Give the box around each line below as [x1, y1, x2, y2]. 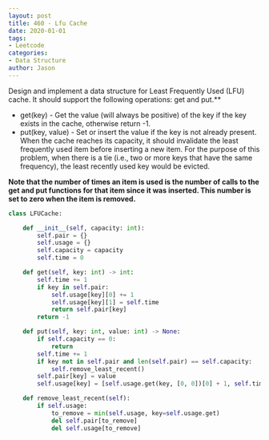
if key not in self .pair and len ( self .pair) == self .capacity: [37, 357, 252, 365]
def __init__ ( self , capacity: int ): [22, 224, 146, 232]
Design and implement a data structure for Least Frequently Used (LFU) [8, 86, 245, 96]
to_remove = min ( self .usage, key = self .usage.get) [50, 409, 220, 418]
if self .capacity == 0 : [37, 335, 116, 343]
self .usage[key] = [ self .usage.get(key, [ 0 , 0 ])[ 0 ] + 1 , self [37, 380, 249, 388]
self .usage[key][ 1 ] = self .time [50, 298, 159, 306]
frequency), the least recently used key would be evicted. [19, 161, 211, 171]
